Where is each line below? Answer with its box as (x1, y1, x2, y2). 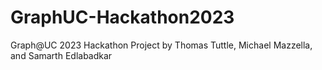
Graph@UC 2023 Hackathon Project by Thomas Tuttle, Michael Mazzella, (10, 39, 313, 51)
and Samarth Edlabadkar (10, 49, 113, 61)
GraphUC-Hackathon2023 (10, 6, 235, 29)
